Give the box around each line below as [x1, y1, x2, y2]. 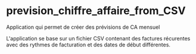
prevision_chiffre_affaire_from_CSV [6, 4, 186, 18]
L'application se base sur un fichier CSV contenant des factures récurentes [6, 35, 191, 42]
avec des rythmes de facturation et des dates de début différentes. [6, 41, 171, 48]
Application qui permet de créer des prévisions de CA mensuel [6, 23, 160, 31]
